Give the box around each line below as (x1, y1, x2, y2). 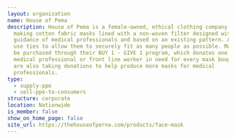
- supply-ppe (13, 82, 52, 89)
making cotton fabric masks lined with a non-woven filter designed (13, 29, 218, 37)
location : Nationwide (7, 102, 71, 109)
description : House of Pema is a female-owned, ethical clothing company (7, 23, 228, 30)
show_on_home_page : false (7, 114, 83, 121)
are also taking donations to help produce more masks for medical (13, 62, 216, 69)
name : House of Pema (7, 17, 68, 24)
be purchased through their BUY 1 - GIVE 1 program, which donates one (13, 50, 228, 57)
